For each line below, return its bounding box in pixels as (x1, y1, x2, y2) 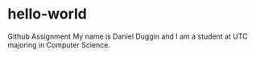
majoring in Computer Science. (7, 39, 110, 49)
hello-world (7, 5, 88, 23)
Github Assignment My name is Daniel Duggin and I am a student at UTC (7, 31, 249, 41)
